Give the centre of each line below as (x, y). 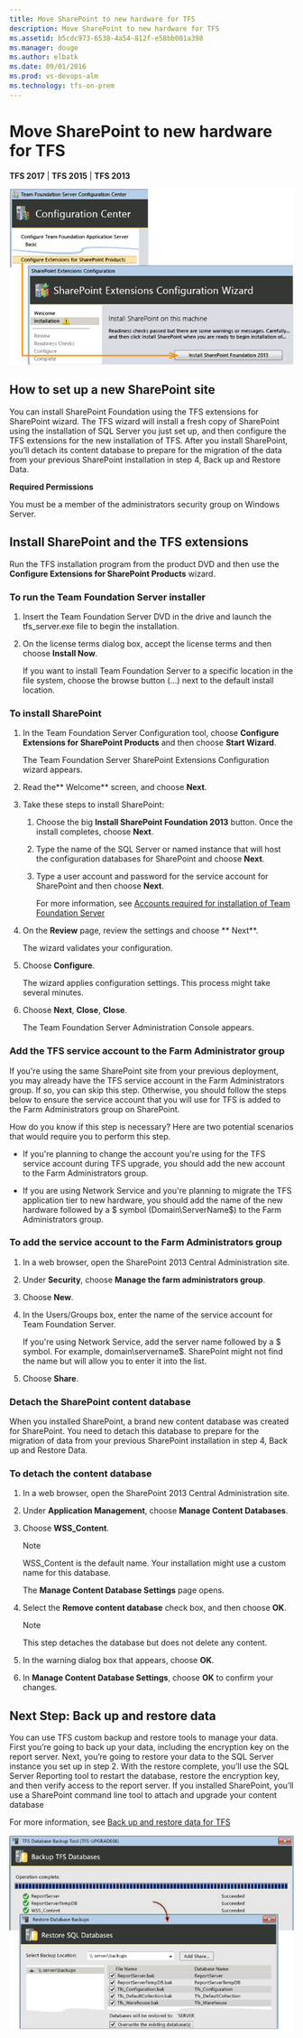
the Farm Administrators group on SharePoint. (95, 1109)
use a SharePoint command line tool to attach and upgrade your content (143, 1795)
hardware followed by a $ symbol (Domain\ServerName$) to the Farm (152, 1209)
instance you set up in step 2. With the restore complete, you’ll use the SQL (149, 1766)
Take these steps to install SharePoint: (93, 805)
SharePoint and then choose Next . (100, 886)
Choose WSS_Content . (66, 1528)
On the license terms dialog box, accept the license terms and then (147, 643)
